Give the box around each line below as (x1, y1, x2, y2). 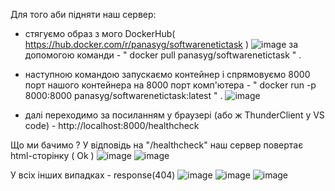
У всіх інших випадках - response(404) (10, 169, 176, 181)
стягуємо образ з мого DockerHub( (24, 28, 176, 39)
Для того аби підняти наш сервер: (10, 9, 157, 20)
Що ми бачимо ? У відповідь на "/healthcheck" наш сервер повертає (10, 139, 304, 151)
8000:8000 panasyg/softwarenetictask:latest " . (24, 90, 223, 101)
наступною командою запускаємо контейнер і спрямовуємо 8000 (24, 69, 311, 80)
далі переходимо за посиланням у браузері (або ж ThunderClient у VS (24, 109, 325, 121)
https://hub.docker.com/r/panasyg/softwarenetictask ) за (24, 39, 299, 50)
